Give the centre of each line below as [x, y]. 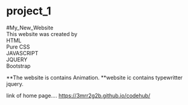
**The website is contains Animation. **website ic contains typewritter [94, 77]
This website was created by [42, 34]
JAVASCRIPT [22, 53]
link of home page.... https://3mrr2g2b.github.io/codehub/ [78, 95]
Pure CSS [18, 47]
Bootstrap [19, 66]
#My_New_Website [30, 28]
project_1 [29, 11]
